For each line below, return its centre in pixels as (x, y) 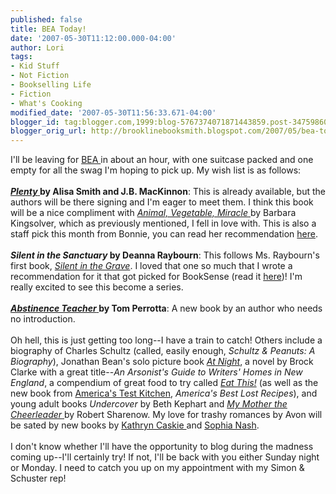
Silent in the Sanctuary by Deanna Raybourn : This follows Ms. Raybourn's (165, 255)
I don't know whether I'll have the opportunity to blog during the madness (162, 447)
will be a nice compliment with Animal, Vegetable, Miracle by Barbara (153, 213)
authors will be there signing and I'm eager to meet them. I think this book (162, 202)
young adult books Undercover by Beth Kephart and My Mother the (149, 404)
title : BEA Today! (48, 29)
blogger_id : (35, 122)
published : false (46, 19)
